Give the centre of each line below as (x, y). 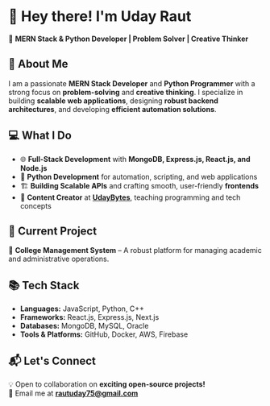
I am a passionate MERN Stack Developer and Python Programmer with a (132, 83)
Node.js (33, 168)
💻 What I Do (40, 136)
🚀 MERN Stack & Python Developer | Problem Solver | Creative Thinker (128, 39)
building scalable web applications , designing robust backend (114, 101)
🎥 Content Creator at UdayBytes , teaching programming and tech (130, 197)
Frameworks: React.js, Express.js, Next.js (89, 317)
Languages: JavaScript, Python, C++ (82, 309)
